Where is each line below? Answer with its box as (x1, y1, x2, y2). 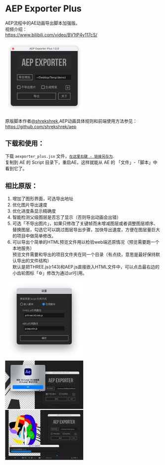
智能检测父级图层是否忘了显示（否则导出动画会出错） (12, 214, 121, 220)
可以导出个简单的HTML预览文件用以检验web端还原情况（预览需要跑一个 (12, 239, 160, 245)
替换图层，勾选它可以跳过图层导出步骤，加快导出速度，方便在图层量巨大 (12, 227, 160, 233)
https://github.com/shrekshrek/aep (5, 124, 77, 130)
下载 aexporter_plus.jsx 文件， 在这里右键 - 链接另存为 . (5, 153, 114, 159)
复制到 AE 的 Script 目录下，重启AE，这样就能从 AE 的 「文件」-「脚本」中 (5, 159, 158, 165)
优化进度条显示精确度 (12, 208, 56, 214)
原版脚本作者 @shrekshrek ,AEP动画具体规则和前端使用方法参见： (5, 118, 137, 124)
